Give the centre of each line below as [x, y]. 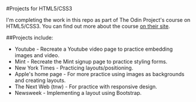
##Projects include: [30, 37]
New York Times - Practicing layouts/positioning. [74, 68]
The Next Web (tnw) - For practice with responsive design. [86, 87]
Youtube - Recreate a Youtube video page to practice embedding [94, 49]
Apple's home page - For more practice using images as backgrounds [99, 74]
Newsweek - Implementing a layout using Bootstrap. [78, 93]
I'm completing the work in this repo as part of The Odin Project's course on [98, 20]
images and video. [37, 55]
